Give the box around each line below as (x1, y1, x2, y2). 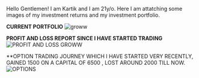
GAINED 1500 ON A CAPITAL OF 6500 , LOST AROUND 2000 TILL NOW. (6, 59, 185, 66)
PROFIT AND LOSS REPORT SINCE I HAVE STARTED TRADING (6, 35, 163, 41)
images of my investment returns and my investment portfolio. (6, 11, 161, 19)
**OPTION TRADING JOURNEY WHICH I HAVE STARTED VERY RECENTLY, (6, 53, 194, 59)
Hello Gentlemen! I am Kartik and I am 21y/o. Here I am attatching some (6, 5, 183, 12)
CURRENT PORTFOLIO (6, 23, 63, 30)
